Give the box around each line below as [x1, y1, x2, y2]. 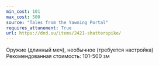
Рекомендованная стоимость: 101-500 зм [6, 53, 110, 60]
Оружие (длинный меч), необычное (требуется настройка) [6, 46, 154, 53]
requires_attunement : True [6, 25, 72, 31]
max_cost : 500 [6, 14, 41, 20]
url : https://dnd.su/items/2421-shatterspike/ [6, 30, 122, 36]
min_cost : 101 [6, 8, 41, 15]
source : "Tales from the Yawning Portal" [6, 19, 109, 25]
